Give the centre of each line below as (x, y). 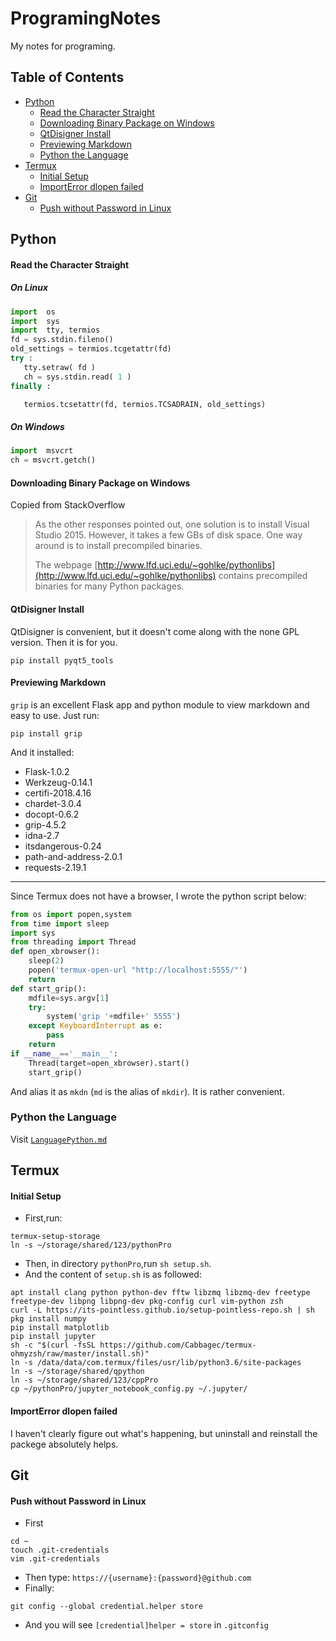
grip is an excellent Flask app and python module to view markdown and (160, 704)
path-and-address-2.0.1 (73, 856)
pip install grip (46, 733)
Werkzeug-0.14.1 (58, 782)
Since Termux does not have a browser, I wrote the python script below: (158, 896)
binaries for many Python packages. (109, 586)
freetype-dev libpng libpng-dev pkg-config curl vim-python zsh (147, 1302)
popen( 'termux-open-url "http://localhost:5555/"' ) (138, 970)
